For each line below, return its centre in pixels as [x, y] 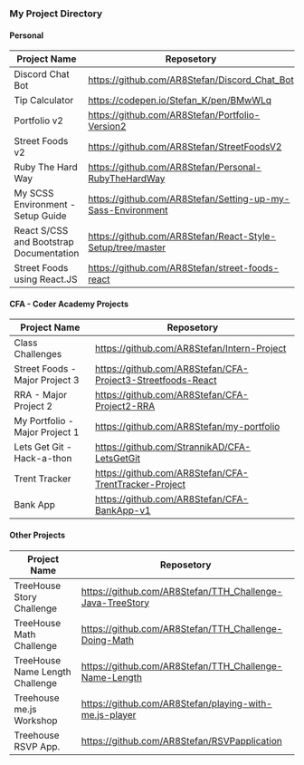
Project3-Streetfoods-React [156, 381]
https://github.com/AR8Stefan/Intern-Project [190, 349]
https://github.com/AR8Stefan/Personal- [175, 168]
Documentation [47, 254]
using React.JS [46, 279]
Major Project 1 [47, 432]
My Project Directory [56, 14]
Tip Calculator [44, 101]
